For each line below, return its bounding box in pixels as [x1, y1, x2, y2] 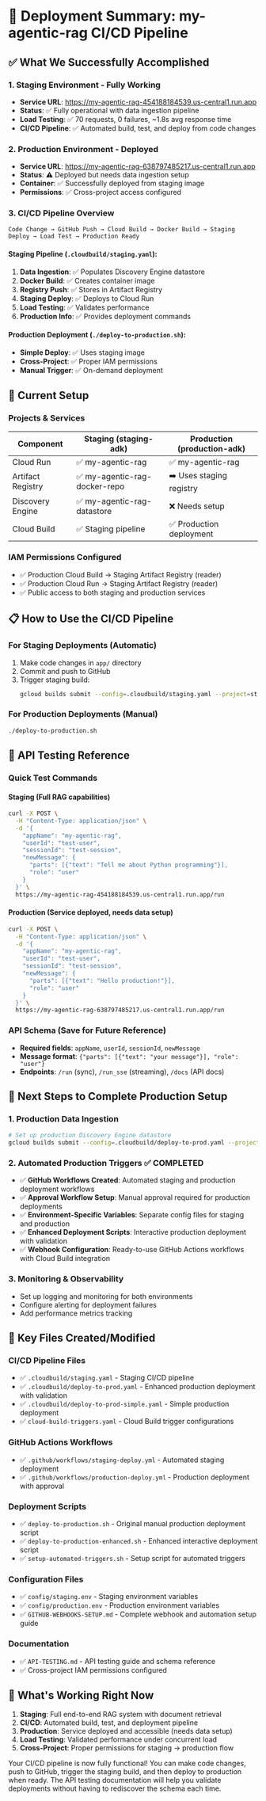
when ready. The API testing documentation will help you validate [8, 1776, 222, 1785]
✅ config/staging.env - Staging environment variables [19, 1592, 199, 1601]
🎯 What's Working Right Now [8, 1689, 154, 1702]
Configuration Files [8, 1574, 84, 1585]
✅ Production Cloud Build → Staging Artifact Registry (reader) [19, 569, 222, 579]
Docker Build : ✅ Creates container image [19, 276, 155, 285]
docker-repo [76, 481, 125, 492]
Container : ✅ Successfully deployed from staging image [19, 178, 205, 188]
